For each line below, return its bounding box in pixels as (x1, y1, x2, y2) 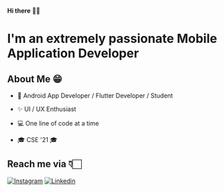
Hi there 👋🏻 (7, 7, 40, 15)
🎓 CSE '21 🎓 (17, 136, 58, 143)
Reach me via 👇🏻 (7, 158, 82, 170)
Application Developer (7, 46, 139, 62)
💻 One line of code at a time (17, 119, 99, 128)
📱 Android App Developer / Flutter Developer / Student (17, 91, 173, 100)
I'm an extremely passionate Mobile (7, 31, 217, 46)
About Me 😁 (7, 73, 62, 85)
